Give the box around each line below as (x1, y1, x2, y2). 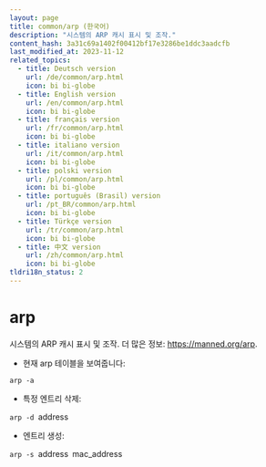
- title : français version (17, 115, 120, 124)
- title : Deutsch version (17, 65, 117, 74)
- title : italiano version (17, 140, 120, 150)
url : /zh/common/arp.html (26, 251, 125, 260)
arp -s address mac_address (9, 448, 123, 459)
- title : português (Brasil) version (17, 192, 161, 201)
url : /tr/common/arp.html (26, 225, 125, 234)
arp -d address (9, 411, 69, 422)
